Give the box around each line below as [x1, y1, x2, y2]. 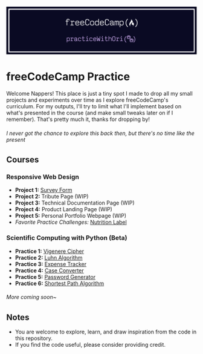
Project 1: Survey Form [14, 186, 72, 194]
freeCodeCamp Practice [6, 70, 130, 84]
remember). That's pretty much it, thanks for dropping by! [6, 116, 150, 123]
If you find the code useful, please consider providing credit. [14, 341, 166, 349]
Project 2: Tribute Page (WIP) [14, 193, 89, 200]
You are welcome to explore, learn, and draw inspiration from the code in [14, 328, 197, 336]
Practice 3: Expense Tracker [14, 260, 86, 267]
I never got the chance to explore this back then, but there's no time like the [6, 129, 195, 137]
